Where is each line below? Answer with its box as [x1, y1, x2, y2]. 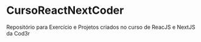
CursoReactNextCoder [6, 4, 124, 17]
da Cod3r [6, 29, 30, 37]
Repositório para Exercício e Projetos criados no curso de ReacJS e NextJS [6, 23, 196, 31]
